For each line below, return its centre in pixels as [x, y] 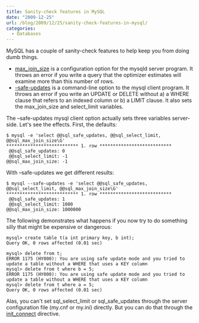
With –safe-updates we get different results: [60, 173]
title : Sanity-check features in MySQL [56, 12]
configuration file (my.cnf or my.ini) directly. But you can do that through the [99, 308]
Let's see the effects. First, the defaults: [68, 125]
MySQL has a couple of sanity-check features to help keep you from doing [98, 51]
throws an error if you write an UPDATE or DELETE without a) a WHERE [102, 94]
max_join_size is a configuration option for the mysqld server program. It [104, 69]
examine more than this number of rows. [64, 82]
